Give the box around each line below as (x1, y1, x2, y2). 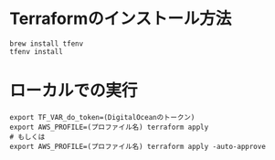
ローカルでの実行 (9, 80, 139, 101)
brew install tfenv (9, 38, 84, 48)
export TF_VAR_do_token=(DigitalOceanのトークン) (9, 112, 196, 122)
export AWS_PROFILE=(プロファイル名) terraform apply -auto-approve (9, 142, 267, 151)
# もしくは (9, 132, 46, 142)
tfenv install (9, 47, 64, 56)
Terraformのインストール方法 (9, 8, 232, 29)
